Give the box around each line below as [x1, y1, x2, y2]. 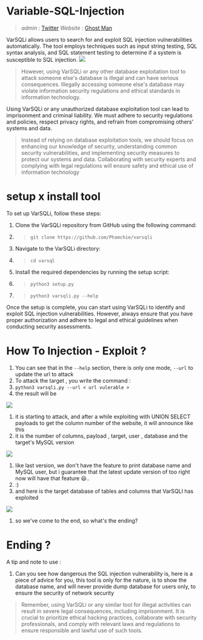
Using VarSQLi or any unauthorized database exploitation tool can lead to [6, 105, 190, 113]
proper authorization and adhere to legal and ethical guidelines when [6, 316, 179, 323]
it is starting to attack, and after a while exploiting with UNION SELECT [15, 413, 191, 420]
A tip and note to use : [6, 558, 62, 566]
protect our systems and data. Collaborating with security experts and [21, 156, 196, 163]
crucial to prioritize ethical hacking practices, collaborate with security [21, 613, 197, 621]
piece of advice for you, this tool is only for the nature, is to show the [15, 576, 187, 584]
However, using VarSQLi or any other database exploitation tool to [21, 68, 186, 75]
